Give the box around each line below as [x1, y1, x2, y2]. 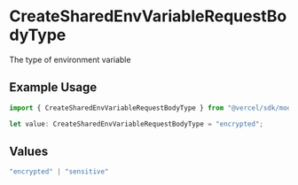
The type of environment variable [9, 54, 131, 65]
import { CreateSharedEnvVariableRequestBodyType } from [9, 104, 224, 112]
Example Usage [9, 80, 98, 95]
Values [9, 143, 49, 158]
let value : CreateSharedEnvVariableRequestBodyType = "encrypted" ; [9, 119, 264, 128]
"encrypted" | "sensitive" [9, 167, 109, 176]
